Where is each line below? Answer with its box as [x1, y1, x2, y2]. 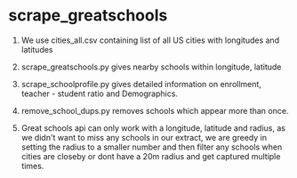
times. [20, 160, 44, 171]
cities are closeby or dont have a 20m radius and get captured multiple [20, 150, 281, 161]
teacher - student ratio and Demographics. [20, 88, 179, 99]
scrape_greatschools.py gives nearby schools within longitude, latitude [20, 61, 282, 72]
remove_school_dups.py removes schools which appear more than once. [20, 105, 289, 116]
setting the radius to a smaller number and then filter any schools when [20, 142, 283, 152]
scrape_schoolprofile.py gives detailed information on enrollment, [20, 78, 261, 89]
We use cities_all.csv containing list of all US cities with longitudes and [20, 35, 280, 45]
